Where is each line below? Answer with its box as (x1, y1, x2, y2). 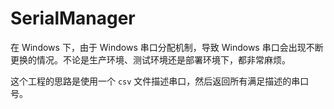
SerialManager (10, 7, 136, 30)
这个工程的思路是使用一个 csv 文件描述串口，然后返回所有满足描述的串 (10, 75, 301, 87)
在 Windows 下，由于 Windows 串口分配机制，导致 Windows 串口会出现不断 (10, 41, 324, 53)
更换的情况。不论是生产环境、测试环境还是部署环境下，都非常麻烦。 (10, 53, 291, 66)
